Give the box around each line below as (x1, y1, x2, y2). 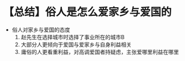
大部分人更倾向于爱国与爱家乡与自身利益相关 (20, 41, 132, 48)
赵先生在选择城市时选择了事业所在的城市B (20, 33, 125, 40)
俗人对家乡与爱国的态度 (11, 26, 70, 33)
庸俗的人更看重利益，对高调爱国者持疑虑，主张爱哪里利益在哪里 (20, 48, 179, 55)
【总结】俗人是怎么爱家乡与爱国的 (3, 5, 172, 19)
